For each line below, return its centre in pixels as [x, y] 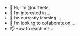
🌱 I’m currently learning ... [35, 18]
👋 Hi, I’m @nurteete [29, 8]
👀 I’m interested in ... [30, 13]
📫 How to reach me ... [32, 28]
